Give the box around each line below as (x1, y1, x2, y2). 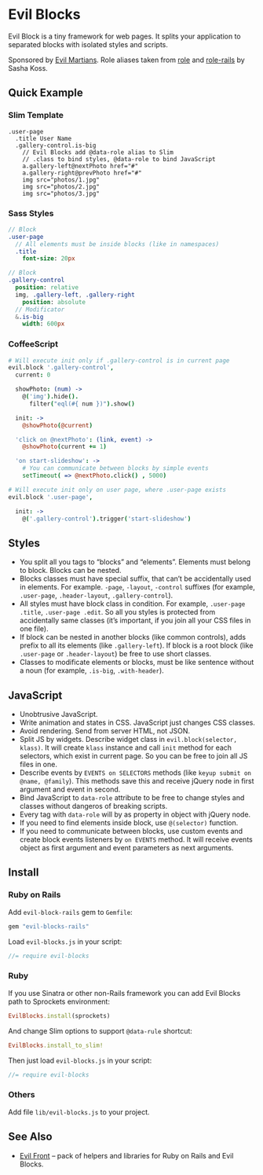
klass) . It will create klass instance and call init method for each (19, 743, 232, 752)
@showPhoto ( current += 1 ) (22, 442, 108, 451)
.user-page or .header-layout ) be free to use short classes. (19, 649, 212, 659)
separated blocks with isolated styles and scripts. (8, 39, 169, 49)
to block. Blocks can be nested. (19, 566, 122, 575)
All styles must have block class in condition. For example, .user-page (19, 599, 246, 608)
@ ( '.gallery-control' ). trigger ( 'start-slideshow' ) (22, 515, 192, 523)
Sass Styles (8, 207, 54, 218)
